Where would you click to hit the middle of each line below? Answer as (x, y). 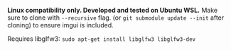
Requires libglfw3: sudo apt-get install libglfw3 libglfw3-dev (102, 39)
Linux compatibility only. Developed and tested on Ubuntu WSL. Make (113, 10)
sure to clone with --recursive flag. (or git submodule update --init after (116, 18)
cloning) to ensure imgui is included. (60, 25)
